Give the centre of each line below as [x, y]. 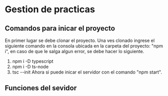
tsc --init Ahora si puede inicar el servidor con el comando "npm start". [87, 72]
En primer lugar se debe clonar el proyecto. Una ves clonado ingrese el [80, 40]
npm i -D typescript [33, 61]
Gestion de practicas [50, 9]
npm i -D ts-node [30, 67]
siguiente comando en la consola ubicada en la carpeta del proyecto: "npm [84, 46]
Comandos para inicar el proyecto [60, 28]
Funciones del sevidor [41, 88]
